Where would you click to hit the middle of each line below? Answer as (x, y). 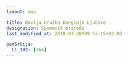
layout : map (21, 12)
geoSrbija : (20, 44)
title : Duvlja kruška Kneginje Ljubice (56, 22)
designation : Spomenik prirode (45, 28)
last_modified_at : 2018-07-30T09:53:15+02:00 (64, 33)
